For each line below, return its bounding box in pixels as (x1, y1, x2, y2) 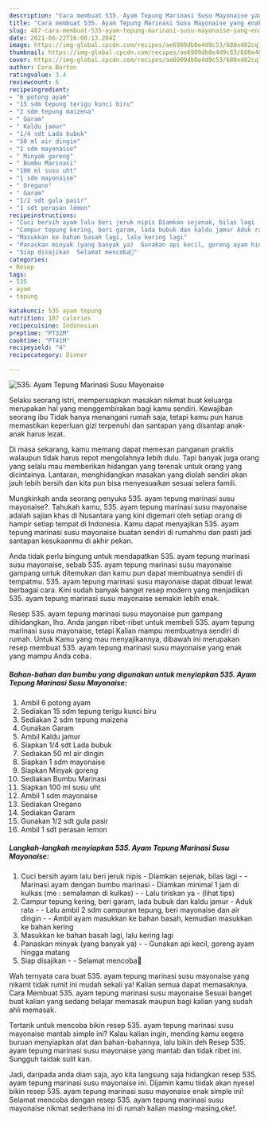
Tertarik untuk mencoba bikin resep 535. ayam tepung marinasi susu (9, 1020, 234, 1030)
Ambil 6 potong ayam (20, 697, 91, 708)
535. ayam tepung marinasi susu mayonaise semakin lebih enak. (9, 594, 220, 603)
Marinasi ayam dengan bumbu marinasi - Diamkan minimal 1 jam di (20, 879, 239, 889)
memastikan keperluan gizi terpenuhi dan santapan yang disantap (9, 421, 225, 430)
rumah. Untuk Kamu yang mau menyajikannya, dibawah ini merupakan (9, 634, 240, 644)
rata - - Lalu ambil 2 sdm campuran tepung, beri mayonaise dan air (20, 905, 240, 914)
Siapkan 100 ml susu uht (20, 782, 101, 792)
